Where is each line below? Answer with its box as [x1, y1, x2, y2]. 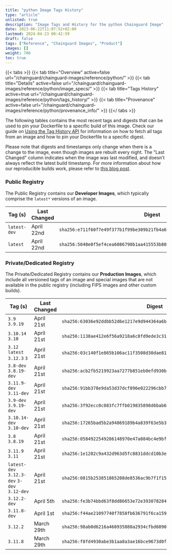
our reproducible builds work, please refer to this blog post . [5, 165, 131, 172]
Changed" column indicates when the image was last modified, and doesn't [5, 155, 165, 161]
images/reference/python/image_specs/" [5, 86, 92, 92]
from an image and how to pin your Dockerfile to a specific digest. [5, 134, 145, 140]
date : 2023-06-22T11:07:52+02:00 [5, 27, 77, 32]
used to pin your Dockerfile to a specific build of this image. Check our [5, 123, 155, 129]
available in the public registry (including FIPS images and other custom [5, 282, 157, 288]
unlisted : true [5, 17, 38, 22]
